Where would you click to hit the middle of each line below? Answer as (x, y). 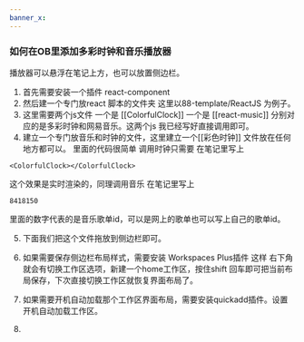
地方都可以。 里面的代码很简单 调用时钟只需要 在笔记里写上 (133, 148)
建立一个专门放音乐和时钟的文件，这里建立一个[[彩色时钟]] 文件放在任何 (157, 137)
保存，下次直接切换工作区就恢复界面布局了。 (114, 280)
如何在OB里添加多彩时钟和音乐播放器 (91, 51)
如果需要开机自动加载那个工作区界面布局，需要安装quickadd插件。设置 (155, 299)
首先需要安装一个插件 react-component (96, 92)
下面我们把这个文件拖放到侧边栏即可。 (94, 238)
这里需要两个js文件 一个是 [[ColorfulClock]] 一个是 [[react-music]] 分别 (155, 114)
